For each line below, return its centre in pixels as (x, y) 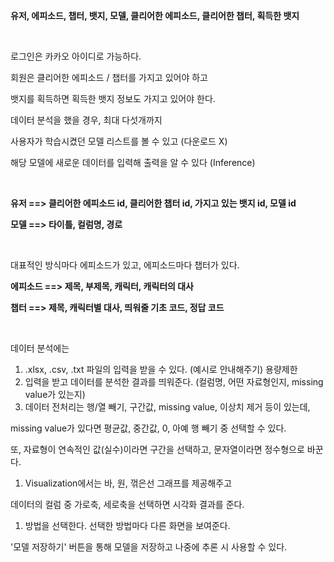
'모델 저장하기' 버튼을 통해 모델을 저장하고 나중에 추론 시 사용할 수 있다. (149, 547)
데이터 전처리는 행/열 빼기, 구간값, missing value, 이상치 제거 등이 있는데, (167, 407)
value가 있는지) (55, 394)
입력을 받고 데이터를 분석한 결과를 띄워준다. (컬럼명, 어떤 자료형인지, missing (174, 382)
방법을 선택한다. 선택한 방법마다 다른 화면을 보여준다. (127, 525)
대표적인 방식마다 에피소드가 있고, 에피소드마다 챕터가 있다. (125, 265)
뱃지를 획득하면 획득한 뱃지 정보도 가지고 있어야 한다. (113, 98)
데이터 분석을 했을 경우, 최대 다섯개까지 (86, 120)
